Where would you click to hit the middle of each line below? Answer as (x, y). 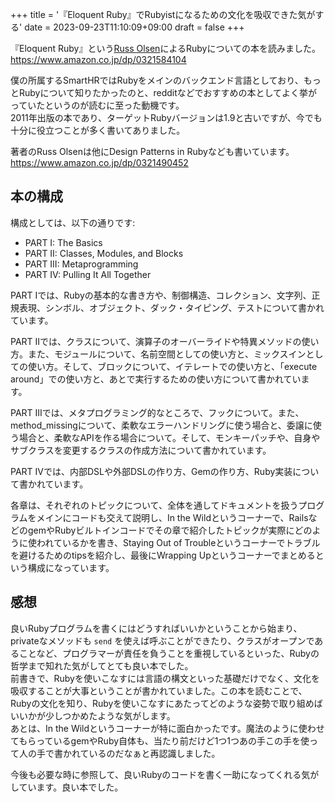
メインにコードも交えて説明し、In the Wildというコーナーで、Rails (172, 517)
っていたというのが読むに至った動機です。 (97, 105)
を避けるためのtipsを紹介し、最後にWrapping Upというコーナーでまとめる (163, 555)
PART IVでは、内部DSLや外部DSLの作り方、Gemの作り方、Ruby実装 (151, 471)
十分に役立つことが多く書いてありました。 (98, 130)
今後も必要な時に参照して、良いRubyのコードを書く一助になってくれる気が (165, 774)
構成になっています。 (71, 567)
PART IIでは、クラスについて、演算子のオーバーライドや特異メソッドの (156, 341)
